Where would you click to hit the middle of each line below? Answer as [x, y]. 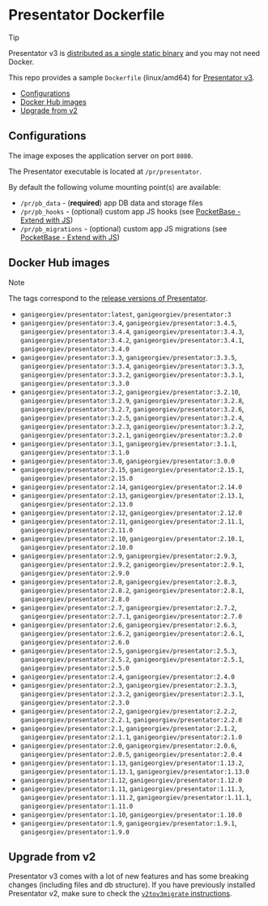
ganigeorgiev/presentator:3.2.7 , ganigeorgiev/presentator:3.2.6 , [132, 408]
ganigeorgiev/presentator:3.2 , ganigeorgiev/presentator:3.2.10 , [130, 391]
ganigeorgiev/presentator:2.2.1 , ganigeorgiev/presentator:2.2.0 [131, 719]
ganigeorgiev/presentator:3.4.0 [74, 349]
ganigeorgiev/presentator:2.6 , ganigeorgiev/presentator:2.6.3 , [128, 624]
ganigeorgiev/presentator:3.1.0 [74, 452]
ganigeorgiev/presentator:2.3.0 [74, 703]
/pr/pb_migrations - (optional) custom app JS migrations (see [123, 228]
